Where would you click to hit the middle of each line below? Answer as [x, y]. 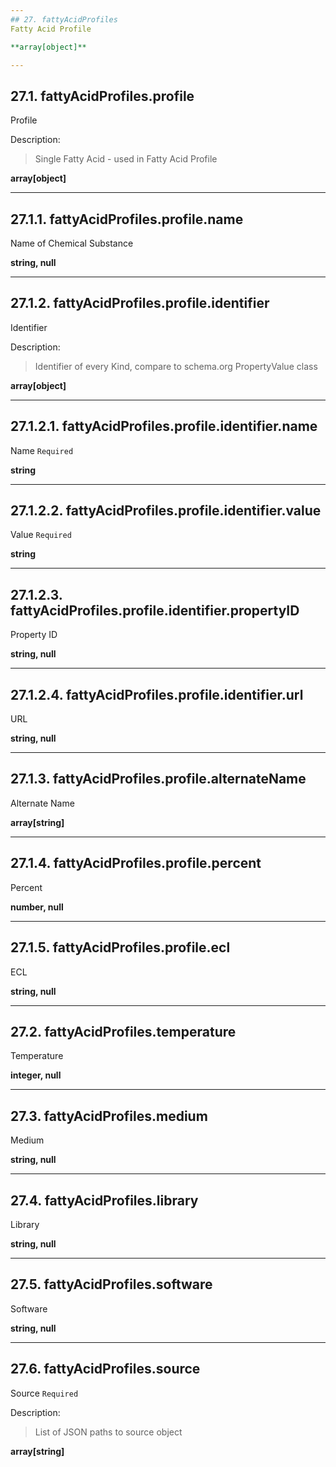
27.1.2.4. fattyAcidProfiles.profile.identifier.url [157, 694]
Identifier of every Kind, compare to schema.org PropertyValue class [176, 366]
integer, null [36, 1075]
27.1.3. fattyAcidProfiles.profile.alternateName [158, 779]
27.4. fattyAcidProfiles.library [104, 1200]
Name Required [42, 450]
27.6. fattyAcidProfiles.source [105, 1369]
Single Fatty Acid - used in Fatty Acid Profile [126, 159]
